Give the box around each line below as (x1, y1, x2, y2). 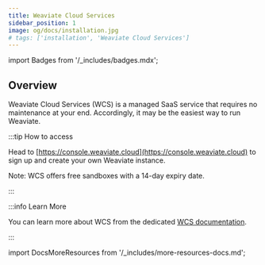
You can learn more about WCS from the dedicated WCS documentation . (8, 217, 248, 227)
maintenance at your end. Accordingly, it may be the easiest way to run (8, 108, 241, 117)
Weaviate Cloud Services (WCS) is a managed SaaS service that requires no (8, 100, 258, 109)
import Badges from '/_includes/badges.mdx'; (8, 56, 159, 65)
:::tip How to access (8, 132, 74, 141)
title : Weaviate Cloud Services (8, 11, 115, 20)
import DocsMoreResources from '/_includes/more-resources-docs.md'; (8, 248, 246, 258)
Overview (8, 79, 58, 92)
